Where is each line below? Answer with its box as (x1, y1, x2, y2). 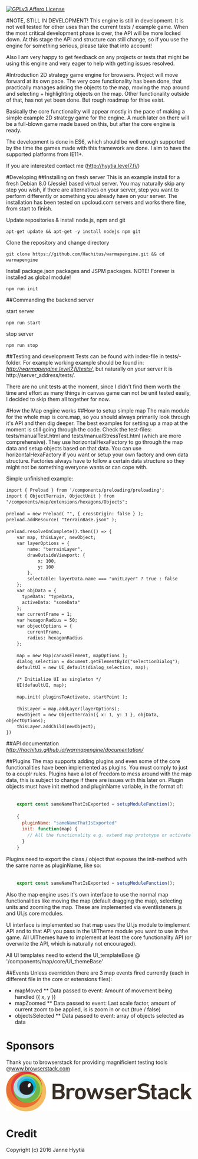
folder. (6, 359, 22, 366)
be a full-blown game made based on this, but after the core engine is (6, 121, 176, 127)
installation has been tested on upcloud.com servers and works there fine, (6, 199, 187, 206)
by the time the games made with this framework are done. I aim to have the (6, 145, 191, 151)
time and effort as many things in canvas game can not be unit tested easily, (6, 389, 192, 396)
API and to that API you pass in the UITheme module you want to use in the (6, 927, 189, 934)
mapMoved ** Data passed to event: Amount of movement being (14, 987, 173, 994)
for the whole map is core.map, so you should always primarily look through (6, 414, 190, 420)
